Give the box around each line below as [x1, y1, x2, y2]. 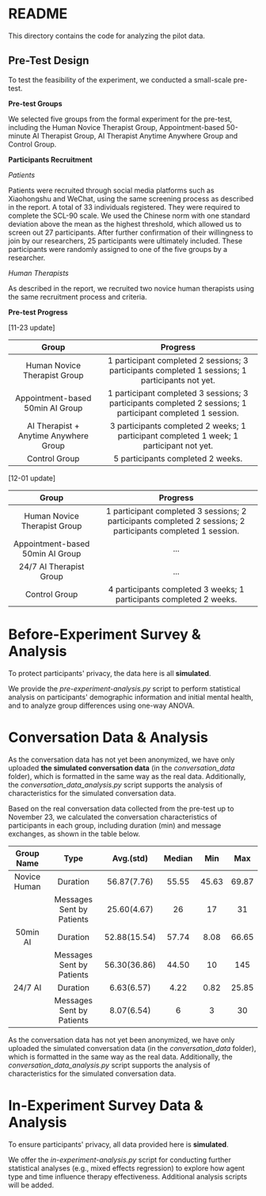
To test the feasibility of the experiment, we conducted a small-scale [8, 75, 232, 84]
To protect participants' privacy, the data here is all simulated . [8, 668, 211, 678]
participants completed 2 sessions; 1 [109, 397, 247, 408]
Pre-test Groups [8, 98, 63, 108]
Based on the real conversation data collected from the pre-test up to [8, 804, 234, 813]
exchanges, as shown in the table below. [8, 829, 141, 839]
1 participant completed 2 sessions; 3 [107, 354, 249, 365]
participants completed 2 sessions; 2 [107, 515, 245, 526]
